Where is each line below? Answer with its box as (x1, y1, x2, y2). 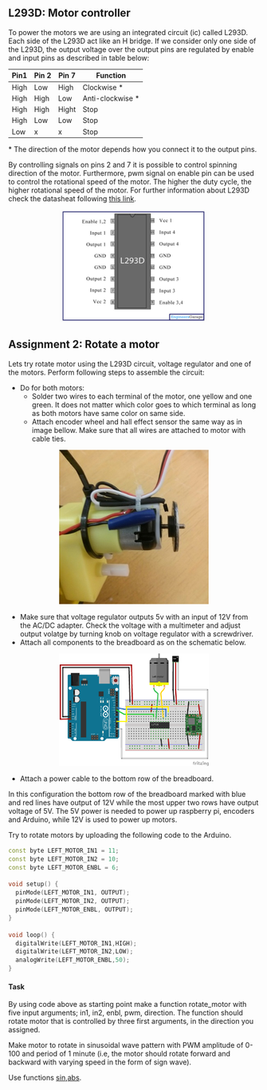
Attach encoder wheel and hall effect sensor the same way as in (31, 417, 243, 426)
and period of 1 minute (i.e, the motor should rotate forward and (22, 1049, 231, 1059)
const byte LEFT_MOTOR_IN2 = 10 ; (8, 854, 120, 863)
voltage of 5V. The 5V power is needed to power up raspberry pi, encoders (8, 806, 255, 815)
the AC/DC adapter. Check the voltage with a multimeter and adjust (19, 620, 241, 630)
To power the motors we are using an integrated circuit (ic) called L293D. (8, 27, 249, 37)
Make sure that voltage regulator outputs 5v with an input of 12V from (19, 612, 249, 621)
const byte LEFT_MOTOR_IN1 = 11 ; (8, 846, 120, 854)
